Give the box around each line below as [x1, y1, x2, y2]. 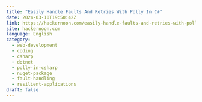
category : [6, 37, 31, 43]
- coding [11, 48, 34, 54]
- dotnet [11, 59, 34, 65]
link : [6, 20, 20, 26]
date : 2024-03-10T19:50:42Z [6, 14, 77, 20]
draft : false [6, 87, 39, 93]
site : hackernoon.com [6, 25, 61, 32]
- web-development [11, 43, 58, 49]
